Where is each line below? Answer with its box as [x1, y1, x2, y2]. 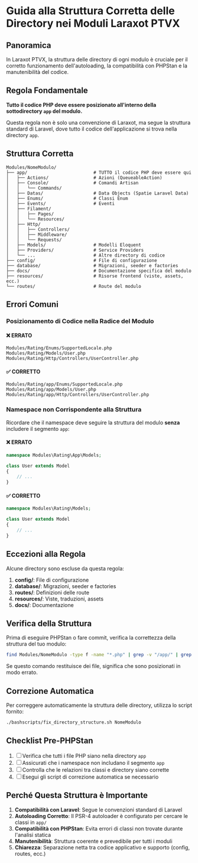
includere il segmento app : [6, 425, 70, 432]
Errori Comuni [6, 300, 59, 310]
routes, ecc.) [14, 850, 46, 857]
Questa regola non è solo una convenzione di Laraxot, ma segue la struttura [6, 119, 191, 126]
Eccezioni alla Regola [6, 549, 86, 559]
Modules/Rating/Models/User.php [6, 351, 86, 356]
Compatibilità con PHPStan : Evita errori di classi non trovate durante [14, 825, 183, 832]
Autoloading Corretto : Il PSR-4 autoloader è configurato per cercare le [14, 812, 188, 819]
